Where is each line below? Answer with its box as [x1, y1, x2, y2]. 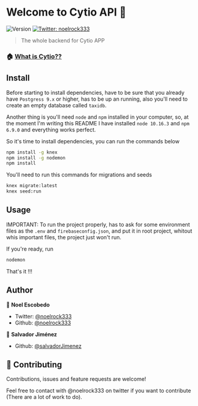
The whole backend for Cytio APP [20, 37, 105, 44]
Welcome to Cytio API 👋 [6, 5, 127, 19]
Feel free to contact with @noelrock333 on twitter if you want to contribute [6, 387, 191, 395]
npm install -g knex [6, 149, 58, 155]
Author [6, 285, 33, 296]
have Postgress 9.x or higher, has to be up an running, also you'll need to [6, 95, 188, 103]
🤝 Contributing [6, 359, 62, 369]
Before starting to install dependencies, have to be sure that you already [6, 89, 185, 96]
